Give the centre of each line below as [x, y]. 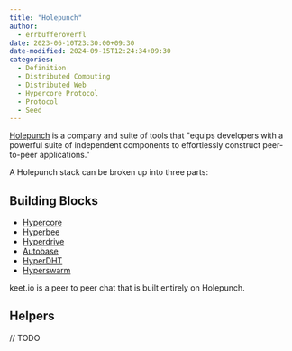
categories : [32, 60]
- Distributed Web [52, 85]
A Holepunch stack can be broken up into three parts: [109, 172]
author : [24, 26]
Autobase [40, 251]
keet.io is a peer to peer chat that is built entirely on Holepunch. [127, 288]
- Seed [30, 110]
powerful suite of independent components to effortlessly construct [135, 145]
